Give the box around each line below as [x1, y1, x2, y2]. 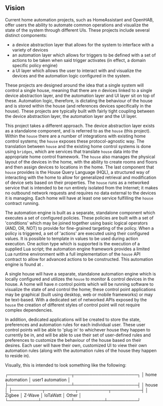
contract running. [5, 200, 40, 206]
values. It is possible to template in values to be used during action [5, 236, 138, 241]
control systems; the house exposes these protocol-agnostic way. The [5, 138, 145, 144]
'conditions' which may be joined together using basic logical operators [5, 220, 148, 226]
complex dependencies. [5, 307, 53, 313]
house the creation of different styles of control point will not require [5, 302, 140, 308]
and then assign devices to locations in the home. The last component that [5, 164, 154, 170]
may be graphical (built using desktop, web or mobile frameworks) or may [5, 292, 153, 297]
